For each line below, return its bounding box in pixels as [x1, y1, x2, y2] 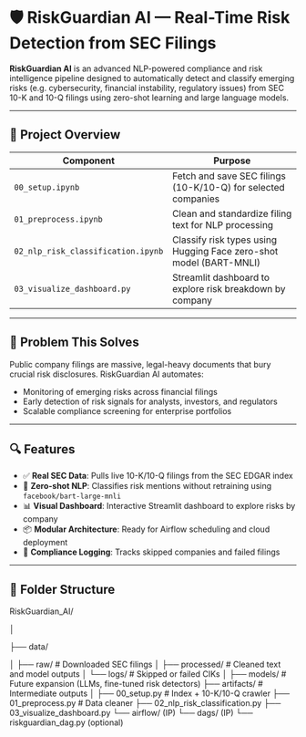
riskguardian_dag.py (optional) [9, 717, 124, 728]
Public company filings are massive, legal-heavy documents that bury [9, 358, 271, 369]
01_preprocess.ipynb [14, 213, 103, 224]
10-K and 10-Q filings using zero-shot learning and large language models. [9, 92, 290, 103]
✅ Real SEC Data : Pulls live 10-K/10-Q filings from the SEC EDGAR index [22, 471, 293, 482]
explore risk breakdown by [171, 282, 286, 295]
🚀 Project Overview [9, 127, 121, 142]
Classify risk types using [171, 234, 278, 246]
